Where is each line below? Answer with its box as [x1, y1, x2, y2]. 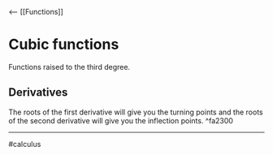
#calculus [8, 139, 41, 149]
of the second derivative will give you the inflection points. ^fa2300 [8, 115, 234, 125]
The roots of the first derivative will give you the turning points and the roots [8, 107, 263, 117]
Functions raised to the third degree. [8, 62, 131, 71]
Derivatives [8, 85, 68, 100]
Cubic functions [8, 36, 119, 54]
